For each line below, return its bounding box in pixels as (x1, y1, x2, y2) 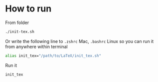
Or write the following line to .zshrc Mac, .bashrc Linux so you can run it (5, 38, 154, 44)
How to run (5, 3, 52, 14)
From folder (5, 19, 29, 25)
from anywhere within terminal (5, 43, 68, 49)
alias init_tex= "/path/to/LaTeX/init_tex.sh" (5, 53, 101, 58)
